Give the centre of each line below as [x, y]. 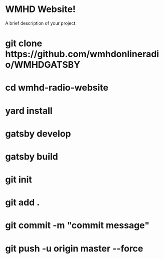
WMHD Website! [41, 9]
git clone [24, 43]
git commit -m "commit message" [77, 226]
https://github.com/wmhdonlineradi [82, 54]
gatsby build [32, 156]
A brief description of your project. [41, 23]
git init [19, 180]
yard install [29, 111]
